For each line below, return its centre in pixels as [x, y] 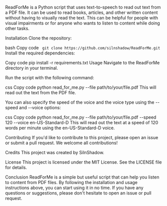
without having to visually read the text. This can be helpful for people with [82, 18]
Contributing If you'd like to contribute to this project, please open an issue [82, 137]
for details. [16, 167]
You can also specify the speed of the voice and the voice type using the [80, 102]
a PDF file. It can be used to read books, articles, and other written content [82, 12]
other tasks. [17, 28]
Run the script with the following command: [50, 78]
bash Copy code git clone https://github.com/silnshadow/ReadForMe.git [83, 48]
